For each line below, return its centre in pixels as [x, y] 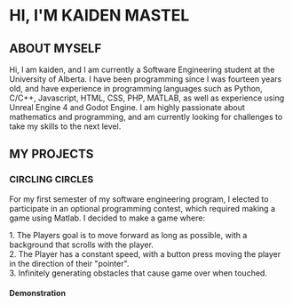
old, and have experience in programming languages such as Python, [136, 88]
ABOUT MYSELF [55, 48]
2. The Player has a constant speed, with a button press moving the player [145, 253]
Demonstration [38, 293]
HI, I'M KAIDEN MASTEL [99, 16]
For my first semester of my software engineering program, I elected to [139, 199]
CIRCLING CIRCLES [51, 180]
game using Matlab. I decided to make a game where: [107, 218]
